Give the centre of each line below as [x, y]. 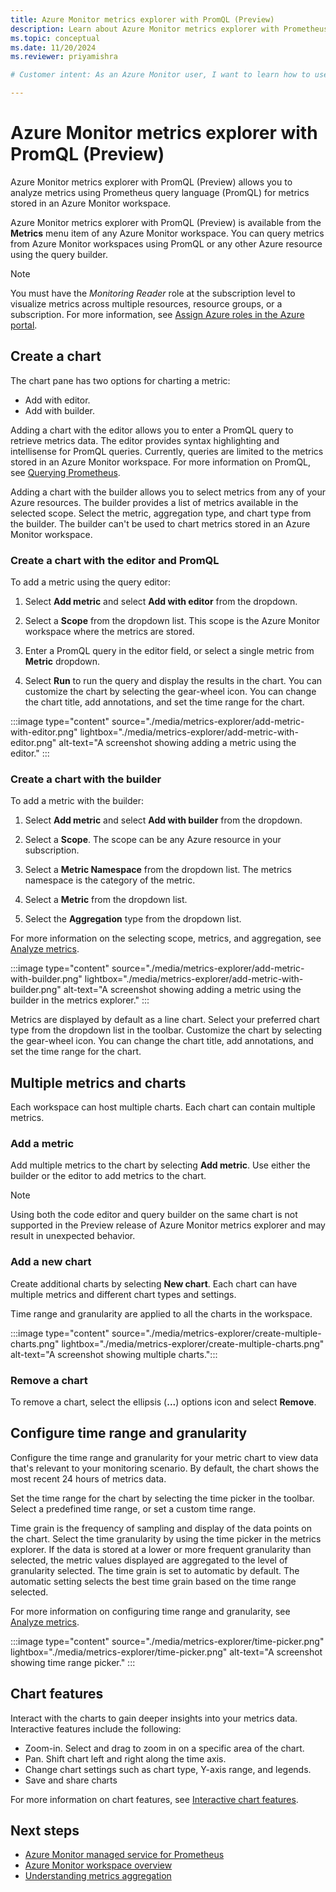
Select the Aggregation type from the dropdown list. [133, 919]
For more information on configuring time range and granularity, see [150, 1611]
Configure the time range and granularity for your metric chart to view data [164, 1457]
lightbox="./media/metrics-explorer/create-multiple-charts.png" [193, 1343]
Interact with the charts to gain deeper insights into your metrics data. [154, 1718]
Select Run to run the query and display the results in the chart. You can [173, 681]
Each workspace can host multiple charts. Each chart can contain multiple [163, 1107]
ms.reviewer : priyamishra [64, 57]
